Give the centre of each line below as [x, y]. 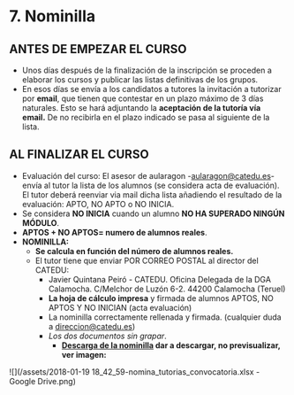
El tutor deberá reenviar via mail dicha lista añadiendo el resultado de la [152, 194]
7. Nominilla [53, 16]
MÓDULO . [41, 222]
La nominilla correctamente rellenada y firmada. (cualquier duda [165, 317]
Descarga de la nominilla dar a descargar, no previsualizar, [171, 345]
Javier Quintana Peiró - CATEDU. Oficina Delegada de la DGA [160, 279]
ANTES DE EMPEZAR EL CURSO [98, 49]
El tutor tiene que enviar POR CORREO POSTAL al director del [147, 260]
